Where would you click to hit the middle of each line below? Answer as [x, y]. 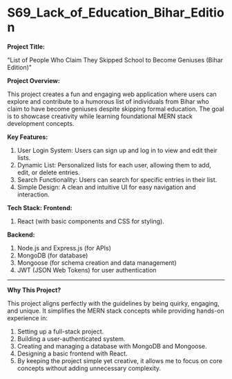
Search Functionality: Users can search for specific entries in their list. [117, 179]
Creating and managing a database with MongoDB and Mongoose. [112, 346]
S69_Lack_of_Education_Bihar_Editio [116, 13]
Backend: [21, 234]
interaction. [33, 194]
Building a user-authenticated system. [71, 339]
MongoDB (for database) [52, 255]
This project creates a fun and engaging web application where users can [112, 94]
